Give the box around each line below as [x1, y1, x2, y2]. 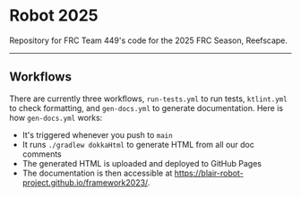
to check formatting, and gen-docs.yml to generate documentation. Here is [9, 102, 284, 113]
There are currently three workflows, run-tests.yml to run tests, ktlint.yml [9, 93, 288, 104]
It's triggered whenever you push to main [21, 129, 173, 140]
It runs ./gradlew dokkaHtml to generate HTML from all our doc [21, 139, 255, 150]
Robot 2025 [9, 5, 99, 26]
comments [21, 149, 62, 159]
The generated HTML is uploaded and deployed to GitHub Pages [21, 158, 262, 168]
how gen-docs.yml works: [9, 112, 103, 123]
